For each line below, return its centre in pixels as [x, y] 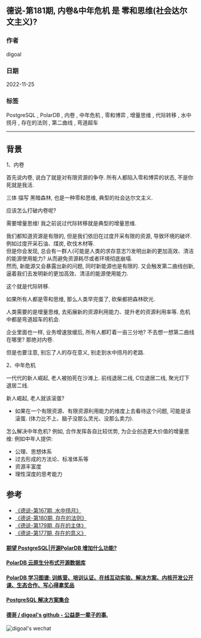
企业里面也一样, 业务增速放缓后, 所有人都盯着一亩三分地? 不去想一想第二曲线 [100, 332]
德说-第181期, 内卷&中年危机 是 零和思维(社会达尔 [97, 11]
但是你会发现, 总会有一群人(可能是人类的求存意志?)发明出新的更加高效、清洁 [100, 251]
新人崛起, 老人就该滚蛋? [35, 398]
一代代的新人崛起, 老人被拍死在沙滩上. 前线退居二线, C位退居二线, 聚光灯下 [98, 378]
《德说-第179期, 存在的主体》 [51, 525]
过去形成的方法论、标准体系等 [51, 459]
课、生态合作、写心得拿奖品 [40, 585]
